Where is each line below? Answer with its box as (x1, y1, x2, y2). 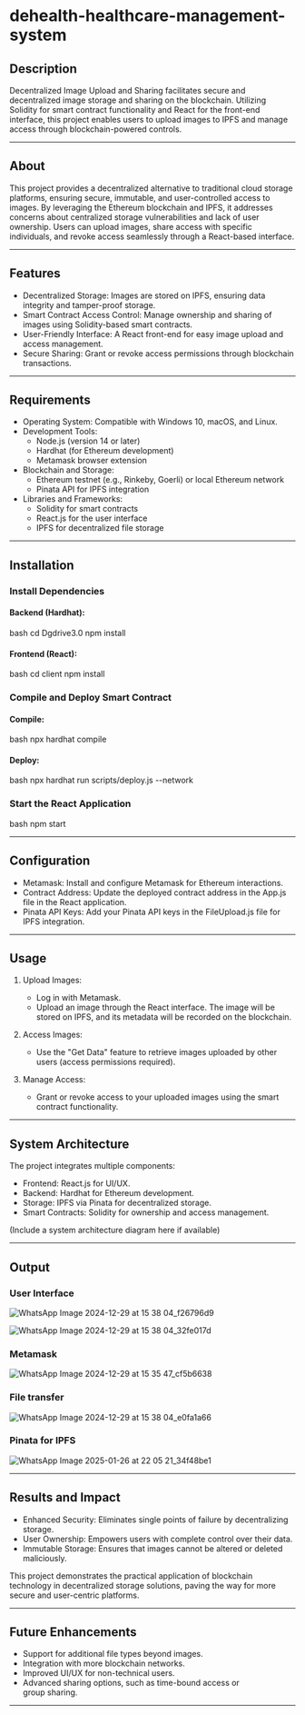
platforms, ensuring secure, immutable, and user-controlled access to (9, 192, 271, 203)
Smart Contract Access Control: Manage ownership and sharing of (22, 309, 272, 320)
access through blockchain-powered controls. (9, 124, 182, 135)
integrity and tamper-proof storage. (22, 299, 156, 310)
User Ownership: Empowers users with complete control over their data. (22, 1533, 293, 1544)
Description (9, 61, 77, 76)
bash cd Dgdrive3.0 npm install (9, 627, 126, 638)
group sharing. (22, 1687, 78, 1698)
